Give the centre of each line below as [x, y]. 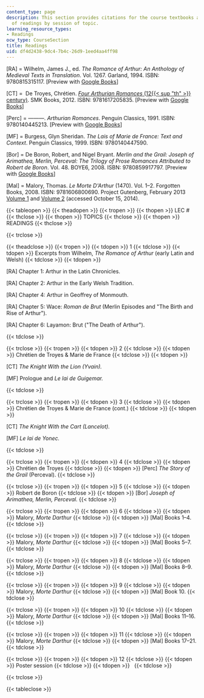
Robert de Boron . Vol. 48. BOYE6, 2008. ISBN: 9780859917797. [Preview [97, 167]
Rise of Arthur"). [27, 313]
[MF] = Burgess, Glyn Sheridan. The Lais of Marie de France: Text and [94, 136]
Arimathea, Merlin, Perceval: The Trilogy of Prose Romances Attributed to [99, 161]
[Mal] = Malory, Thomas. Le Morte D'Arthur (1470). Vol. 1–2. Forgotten [93, 185]
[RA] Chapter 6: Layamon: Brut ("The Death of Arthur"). [76, 325]
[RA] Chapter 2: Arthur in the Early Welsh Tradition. [70, 283]
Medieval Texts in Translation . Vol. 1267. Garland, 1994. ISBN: [83, 75]
